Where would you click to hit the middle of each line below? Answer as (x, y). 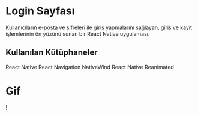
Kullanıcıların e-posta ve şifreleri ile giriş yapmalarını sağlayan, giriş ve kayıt (99, 27)
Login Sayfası (40, 11)
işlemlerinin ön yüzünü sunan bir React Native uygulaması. (78, 33)
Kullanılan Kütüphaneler (52, 53)
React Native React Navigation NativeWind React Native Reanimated (90, 67)
